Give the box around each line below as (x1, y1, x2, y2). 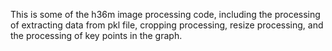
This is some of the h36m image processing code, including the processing (10, 9, 321, 20)
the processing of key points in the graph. (10, 30, 183, 41)
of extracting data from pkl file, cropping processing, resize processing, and (10, 19, 324, 31)
